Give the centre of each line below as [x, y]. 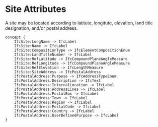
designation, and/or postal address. [41, 28]
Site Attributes [36, 9]
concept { [15, 37]
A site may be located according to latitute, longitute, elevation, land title [79, 23]
